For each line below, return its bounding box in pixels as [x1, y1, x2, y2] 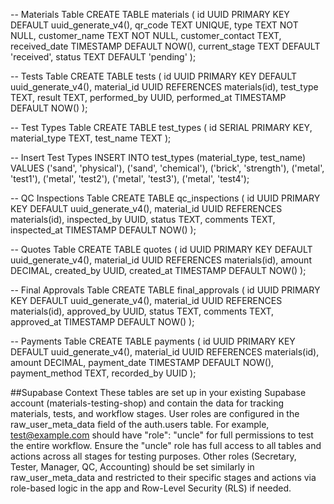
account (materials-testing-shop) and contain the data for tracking [10, 397, 285, 409]
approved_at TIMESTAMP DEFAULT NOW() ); [10, 316, 195, 328]
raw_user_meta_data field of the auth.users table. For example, [10, 419, 270, 430]
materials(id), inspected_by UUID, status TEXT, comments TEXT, [10, 214, 276, 225]
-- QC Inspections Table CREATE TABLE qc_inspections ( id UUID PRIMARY [10, 192, 321, 204]
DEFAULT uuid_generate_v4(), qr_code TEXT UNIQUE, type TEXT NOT [10, 19, 299, 31]
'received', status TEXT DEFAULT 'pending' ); [10, 51, 197, 63]
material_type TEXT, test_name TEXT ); [10, 132, 172, 144]
